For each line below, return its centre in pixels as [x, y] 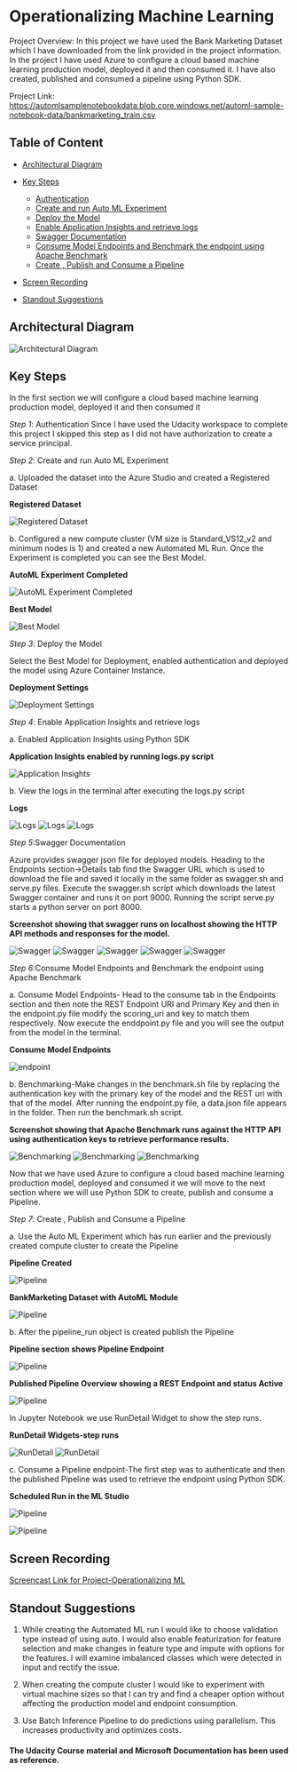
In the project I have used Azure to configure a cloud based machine [134, 60]
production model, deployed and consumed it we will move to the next [137, 1183]
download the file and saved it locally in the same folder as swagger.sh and [146, 879]
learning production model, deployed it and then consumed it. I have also [143, 69]
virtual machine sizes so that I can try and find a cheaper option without [153, 1694]
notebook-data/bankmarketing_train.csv [82, 115]
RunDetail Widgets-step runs [64, 1435]
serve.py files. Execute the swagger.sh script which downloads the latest [142, 888]
